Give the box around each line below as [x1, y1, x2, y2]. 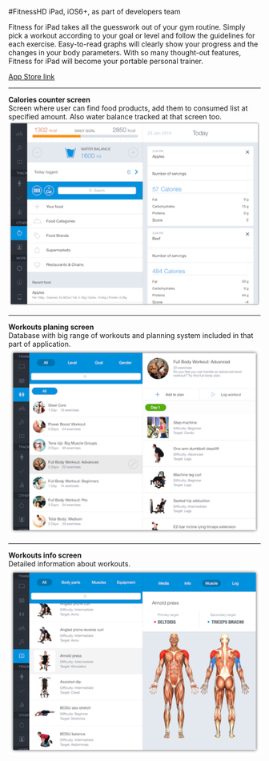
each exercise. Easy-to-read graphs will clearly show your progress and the [8, 39, 259, 49]
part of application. [8, 339, 71, 348]
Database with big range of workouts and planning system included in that [8, 330, 254, 340]
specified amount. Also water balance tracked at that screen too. [8, 112, 223, 121]
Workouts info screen [8, 550, 82, 560]
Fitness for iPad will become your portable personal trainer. [8, 56, 204, 66]
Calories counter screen [8, 95, 90, 104]
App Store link [8, 72, 55, 81]
